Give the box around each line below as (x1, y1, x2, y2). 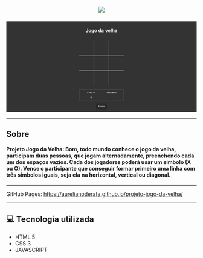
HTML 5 (14, 233, 36, 241)
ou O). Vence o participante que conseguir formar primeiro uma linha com (6, 165, 195, 172)
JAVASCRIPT (14, 246, 48, 253)
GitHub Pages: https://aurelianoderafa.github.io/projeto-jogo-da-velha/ (6, 190, 183, 198)
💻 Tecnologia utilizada (6, 214, 94, 225)
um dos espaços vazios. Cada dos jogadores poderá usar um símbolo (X (6, 159, 192, 166)
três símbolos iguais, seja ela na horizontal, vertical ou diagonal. (6, 171, 171, 178)
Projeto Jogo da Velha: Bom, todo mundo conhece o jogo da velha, (6, 146, 176, 153)
